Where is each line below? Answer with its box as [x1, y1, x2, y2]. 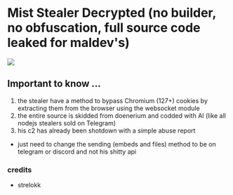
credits [7, 165, 32, 175]
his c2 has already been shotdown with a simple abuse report [17, 126, 196, 135]
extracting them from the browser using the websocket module [17, 104, 200, 112]
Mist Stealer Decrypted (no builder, [7, 5, 216, 21]
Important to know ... [7, 78, 101, 90]
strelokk [17, 181, 41, 189]
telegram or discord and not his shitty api [17, 147, 137, 156]
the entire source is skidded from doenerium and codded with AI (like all [17, 111, 226, 120]
